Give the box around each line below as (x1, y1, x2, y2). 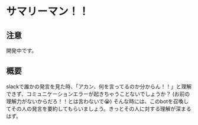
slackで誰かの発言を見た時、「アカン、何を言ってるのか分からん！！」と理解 (6, 83, 192, 90)
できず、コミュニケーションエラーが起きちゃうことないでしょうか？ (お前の (6, 90, 190, 97)
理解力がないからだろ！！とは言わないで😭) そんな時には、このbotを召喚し (6, 98, 189, 105)
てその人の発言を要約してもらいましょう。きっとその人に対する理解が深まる (6, 105, 191, 112)
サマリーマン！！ (6, 5, 90, 18)
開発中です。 (6, 47, 37, 54)
